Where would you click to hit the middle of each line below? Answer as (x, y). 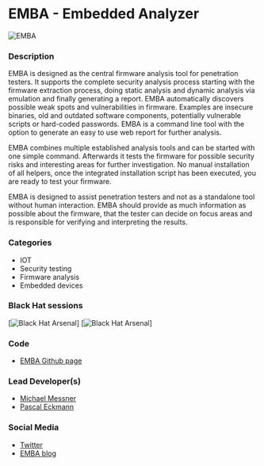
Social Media (34, 427)
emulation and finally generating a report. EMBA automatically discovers (126, 99)
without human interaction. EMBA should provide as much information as (127, 205)
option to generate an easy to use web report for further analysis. (115, 132)
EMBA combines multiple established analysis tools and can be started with (132, 148)
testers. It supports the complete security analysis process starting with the (132, 82)
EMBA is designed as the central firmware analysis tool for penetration (123, 74)
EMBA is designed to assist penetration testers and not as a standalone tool (132, 197)
